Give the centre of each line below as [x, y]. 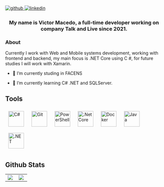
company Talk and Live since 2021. [84, 29]
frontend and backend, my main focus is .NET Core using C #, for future [79, 58]
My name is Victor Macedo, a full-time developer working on [84, 23]
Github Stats [25, 165]
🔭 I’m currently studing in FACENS [47, 73]
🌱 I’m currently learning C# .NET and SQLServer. [62, 83]
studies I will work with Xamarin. [38, 64]
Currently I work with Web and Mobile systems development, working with [82, 53]
